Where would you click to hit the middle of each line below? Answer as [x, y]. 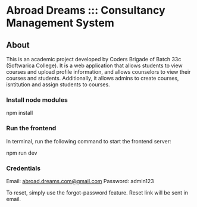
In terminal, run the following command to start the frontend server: [89, 141]
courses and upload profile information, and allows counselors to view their [98, 72]
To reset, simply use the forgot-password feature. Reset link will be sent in [97, 192]
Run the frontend [31, 128]
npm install [20, 113]
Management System [60, 23]
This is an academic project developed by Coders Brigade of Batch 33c [94, 59]
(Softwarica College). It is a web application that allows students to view [94, 65]
